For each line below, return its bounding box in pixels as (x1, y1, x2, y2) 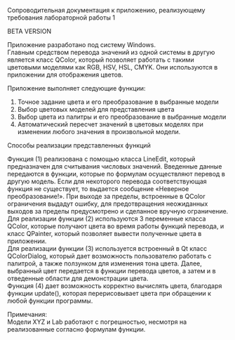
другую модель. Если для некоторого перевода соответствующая (7, 177, 207, 185)
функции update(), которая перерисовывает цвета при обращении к (7, 289, 212, 297)
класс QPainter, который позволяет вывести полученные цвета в (7, 230, 202, 237)
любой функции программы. (7, 296, 93, 305)
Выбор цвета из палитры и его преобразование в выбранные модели (17, 112, 227, 121)
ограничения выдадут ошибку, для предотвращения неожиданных (7, 200, 208, 208)
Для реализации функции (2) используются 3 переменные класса (7, 214, 206, 223)
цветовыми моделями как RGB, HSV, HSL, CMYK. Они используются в (7, 63, 218, 71)
